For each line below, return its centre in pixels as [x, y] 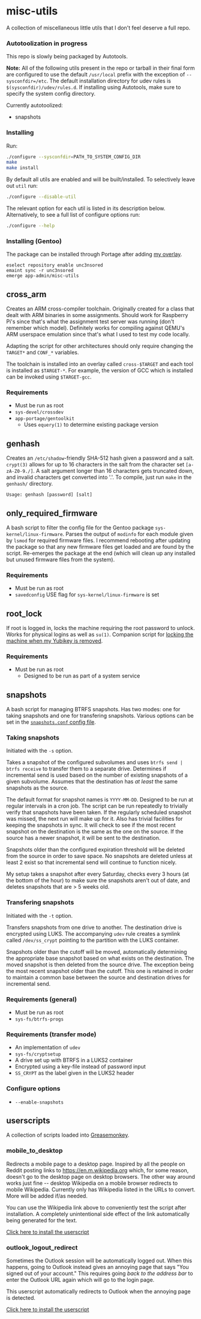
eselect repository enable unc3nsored [55, 265]
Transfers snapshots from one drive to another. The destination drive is [94, 927]
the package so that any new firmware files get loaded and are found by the [100, 546]
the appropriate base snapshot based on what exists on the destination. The [100, 958]
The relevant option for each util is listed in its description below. [86, 208]
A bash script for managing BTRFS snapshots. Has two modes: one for [93, 709]
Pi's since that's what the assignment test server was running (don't [90, 322]
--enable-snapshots [39, 1102]
